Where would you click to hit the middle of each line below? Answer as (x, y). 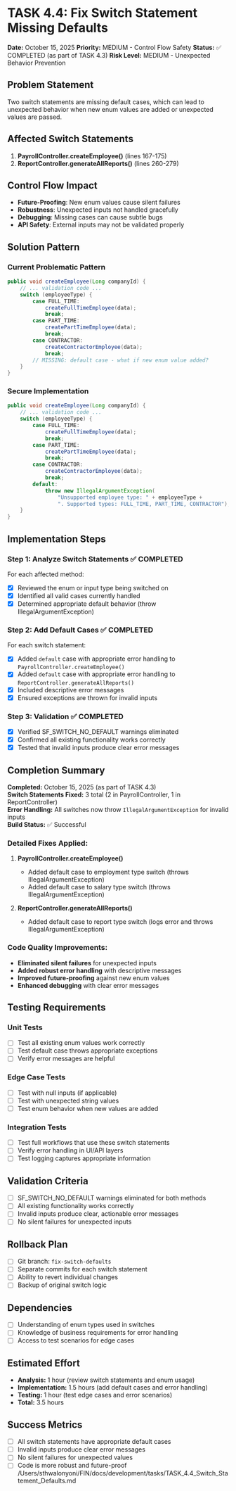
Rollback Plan (38, 1244)
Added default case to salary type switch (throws (99, 887)
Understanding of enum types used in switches (86, 1325)
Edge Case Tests (37, 1077)
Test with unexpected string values (68, 1100)
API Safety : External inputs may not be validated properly (101, 225)
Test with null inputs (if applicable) (67, 1093)
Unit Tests (25, 1027)
